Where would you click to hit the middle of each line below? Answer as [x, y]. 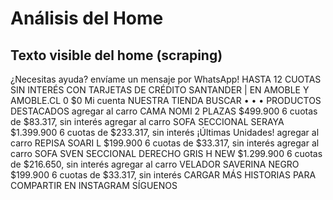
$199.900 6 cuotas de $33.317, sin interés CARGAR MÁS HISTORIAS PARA [163, 175]
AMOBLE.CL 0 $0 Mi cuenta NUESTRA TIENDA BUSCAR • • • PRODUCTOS [166, 100]
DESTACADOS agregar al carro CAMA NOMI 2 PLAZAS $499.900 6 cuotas [164, 111]
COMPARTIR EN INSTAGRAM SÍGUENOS [94, 185]
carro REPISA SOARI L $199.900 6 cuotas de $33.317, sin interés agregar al [165, 143]
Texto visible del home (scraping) [116, 55]
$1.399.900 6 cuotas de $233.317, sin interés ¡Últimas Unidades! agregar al [165, 132]
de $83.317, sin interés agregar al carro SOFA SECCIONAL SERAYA [147, 121]
